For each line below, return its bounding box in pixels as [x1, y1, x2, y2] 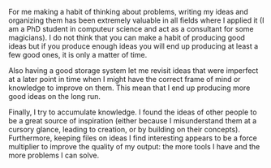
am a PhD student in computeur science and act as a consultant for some [8, 24, 254, 33]
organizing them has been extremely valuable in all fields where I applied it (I [8, 15, 265, 25]
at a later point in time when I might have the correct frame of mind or [8, 75, 241, 84]
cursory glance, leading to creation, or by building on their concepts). [8, 125, 241, 134]
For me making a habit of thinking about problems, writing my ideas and [8, 7, 249, 16]
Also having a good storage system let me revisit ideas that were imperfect [8, 66, 259, 75]
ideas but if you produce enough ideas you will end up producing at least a [8, 41, 259, 51]
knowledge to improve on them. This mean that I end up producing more [8, 83, 251, 93]
